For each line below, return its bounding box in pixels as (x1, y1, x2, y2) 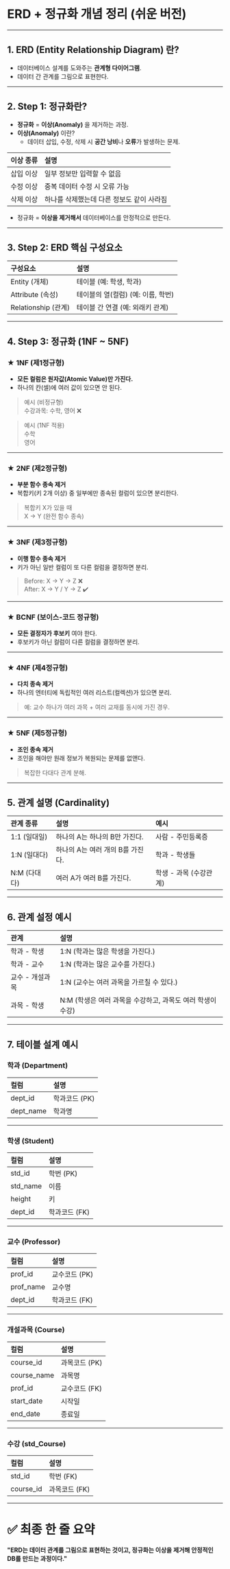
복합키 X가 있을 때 (23, 504, 73, 512)
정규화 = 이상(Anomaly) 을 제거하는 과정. (16, 120, 129, 128)
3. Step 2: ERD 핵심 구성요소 (7, 242, 123, 253)
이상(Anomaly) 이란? (16, 128, 75, 137)
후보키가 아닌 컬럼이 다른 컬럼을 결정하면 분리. (16, 638, 140, 646)
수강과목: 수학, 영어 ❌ (23, 406, 82, 415)
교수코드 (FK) (60, 1384, 103, 1393)
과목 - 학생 (10, 1001, 44, 1010)
